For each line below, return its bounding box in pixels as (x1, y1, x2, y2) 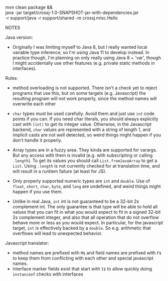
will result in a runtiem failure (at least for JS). (12, 168, 107, 174)
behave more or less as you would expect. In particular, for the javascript (12, 220, 163, 225)
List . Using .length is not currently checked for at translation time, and (12, 163, 160, 169)
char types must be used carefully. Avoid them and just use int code (12, 110, 154, 116)
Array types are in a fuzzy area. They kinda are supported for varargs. (12, 147, 157, 153)
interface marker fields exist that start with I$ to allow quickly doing (12, 266, 152, 271)
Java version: (5, 35, 33, 40)
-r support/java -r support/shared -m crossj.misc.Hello (5, 15, 118, 21)
